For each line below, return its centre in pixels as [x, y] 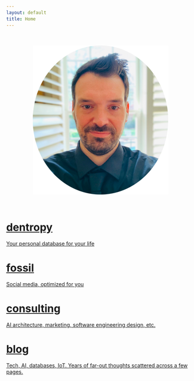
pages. [15, 372]
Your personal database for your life [50, 244]
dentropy [29, 227]
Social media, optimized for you [45, 284]
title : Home [21, 19]
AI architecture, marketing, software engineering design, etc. [81, 325]
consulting [33, 309]
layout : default [26, 13]
